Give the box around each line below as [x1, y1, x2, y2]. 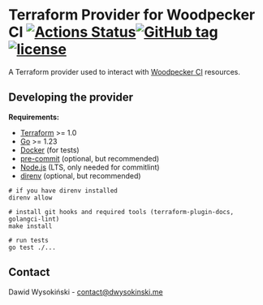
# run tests [8, 236, 49, 244]
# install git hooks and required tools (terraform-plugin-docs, [8, 208, 234, 216]
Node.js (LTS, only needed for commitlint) [19, 162, 160, 172]
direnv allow [8, 193, 53, 202]
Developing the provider [8, 91, 134, 105]
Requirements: [8, 112, 59, 122]
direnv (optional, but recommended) [19, 170, 141, 180]
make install [8, 221, 53, 230]
